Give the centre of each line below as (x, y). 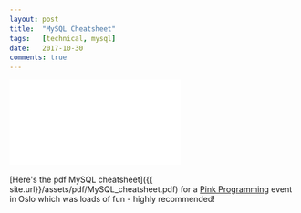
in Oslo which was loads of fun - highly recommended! (113, 199)
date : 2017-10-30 (47, 48)
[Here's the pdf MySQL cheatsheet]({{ (81, 180)
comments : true (38, 58)
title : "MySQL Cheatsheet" (63, 29)
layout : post (34, 19)
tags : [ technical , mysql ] (63, 38)
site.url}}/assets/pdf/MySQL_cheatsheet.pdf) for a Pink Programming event (151, 189)
